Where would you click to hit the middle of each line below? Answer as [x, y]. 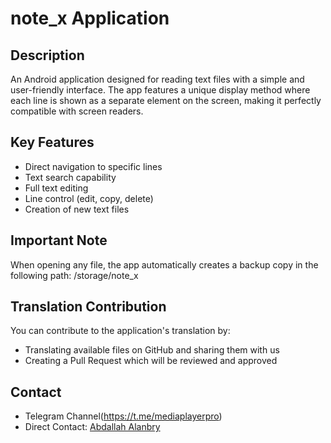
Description [47, 55]
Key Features [52, 142]
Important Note [59, 240]
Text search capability [70, 177]
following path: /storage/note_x [74, 275]
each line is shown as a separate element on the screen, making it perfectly [166, 100]
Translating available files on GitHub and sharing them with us [152, 350]
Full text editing [56, 188]
